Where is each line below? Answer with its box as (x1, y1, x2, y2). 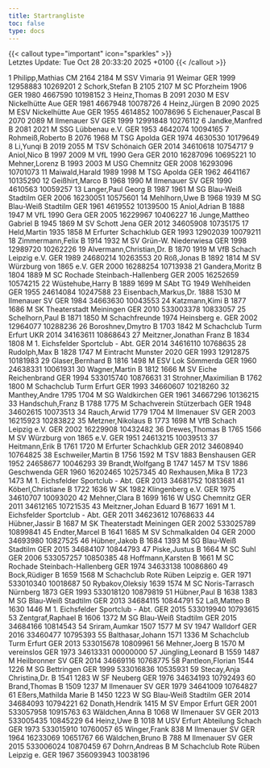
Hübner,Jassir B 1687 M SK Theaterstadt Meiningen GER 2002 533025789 (8, 519, 256, 528)
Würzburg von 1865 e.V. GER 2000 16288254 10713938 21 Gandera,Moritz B (8, 261, 262, 271)
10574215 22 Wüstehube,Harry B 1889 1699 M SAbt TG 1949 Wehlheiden (8, 279, 251, 289)
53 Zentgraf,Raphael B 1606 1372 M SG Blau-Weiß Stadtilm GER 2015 (8, 613, 238, 623)
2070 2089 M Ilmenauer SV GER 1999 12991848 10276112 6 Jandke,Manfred (8, 116, 263, 126)
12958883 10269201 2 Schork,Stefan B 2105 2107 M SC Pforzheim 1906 (8, 81, 247, 91)
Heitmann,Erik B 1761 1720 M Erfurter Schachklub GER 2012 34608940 (8, 441, 244, 452)
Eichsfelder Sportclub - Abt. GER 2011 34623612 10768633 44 (8, 510, 215, 520)
